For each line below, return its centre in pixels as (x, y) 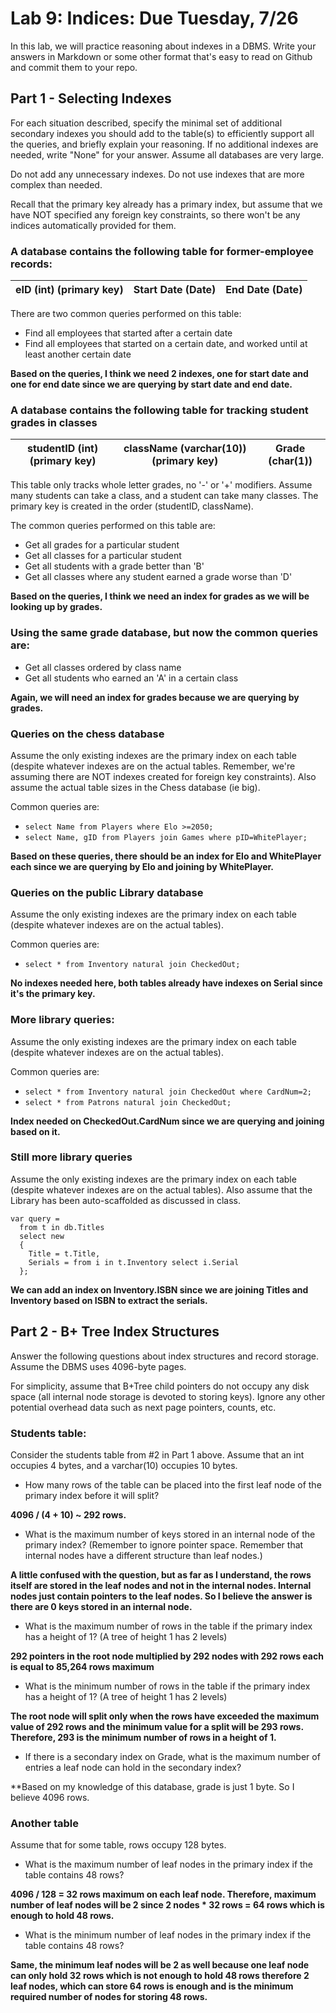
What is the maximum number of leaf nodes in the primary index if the (169, 1864)
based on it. (35, 1131)
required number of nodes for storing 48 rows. (109, 1997)
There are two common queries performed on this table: (126, 314)
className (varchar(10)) (185, 449)
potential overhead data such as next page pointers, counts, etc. (143, 1407)
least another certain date (78, 354)
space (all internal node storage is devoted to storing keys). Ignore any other (168, 1396)
